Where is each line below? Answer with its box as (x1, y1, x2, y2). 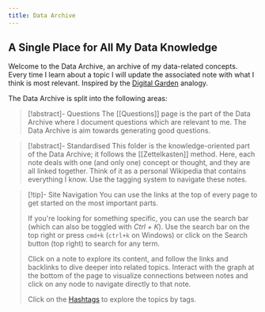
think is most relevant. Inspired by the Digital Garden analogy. (8, 78, 208, 88)
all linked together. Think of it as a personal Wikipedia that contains (27, 167, 247, 176)
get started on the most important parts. (27, 198, 159, 208)
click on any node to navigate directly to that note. (27, 280, 191, 289)
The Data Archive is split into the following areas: (8, 94, 168, 103)
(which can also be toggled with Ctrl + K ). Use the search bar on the (27, 222, 251, 231)
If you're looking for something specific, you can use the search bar (27, 214, 249, 224)
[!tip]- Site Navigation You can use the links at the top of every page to (27, 190, 258, 200)
